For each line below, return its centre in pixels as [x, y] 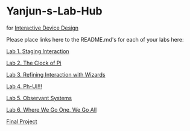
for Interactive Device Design [43, 28]
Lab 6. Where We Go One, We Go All [52, 109]
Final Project [22, 121]
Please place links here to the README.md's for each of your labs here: [95, 39]
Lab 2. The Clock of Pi [34, 63]
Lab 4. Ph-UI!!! [24, 86]
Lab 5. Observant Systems [39, 98]
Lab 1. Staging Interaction [38, 51]
